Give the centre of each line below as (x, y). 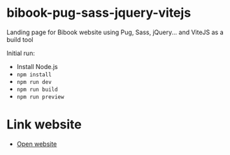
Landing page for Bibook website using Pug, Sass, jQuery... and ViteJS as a (115, 32)
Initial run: (21, 53)
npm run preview (40, 97)
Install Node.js (37, 66)
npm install (34, 75)
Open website (37, 144)
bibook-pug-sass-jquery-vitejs (99, 13)
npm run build (37, 89)
